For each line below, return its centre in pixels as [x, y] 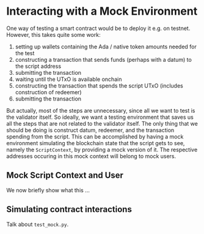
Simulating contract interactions [69, 209]
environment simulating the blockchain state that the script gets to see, [96, 143]
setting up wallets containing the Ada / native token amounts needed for [106, 47]
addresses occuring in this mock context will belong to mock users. [91, 156]
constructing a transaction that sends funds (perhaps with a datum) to [104, 59]
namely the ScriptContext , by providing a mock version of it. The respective [102, 149]
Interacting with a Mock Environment [102, 11]
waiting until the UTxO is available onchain [68, 79]
